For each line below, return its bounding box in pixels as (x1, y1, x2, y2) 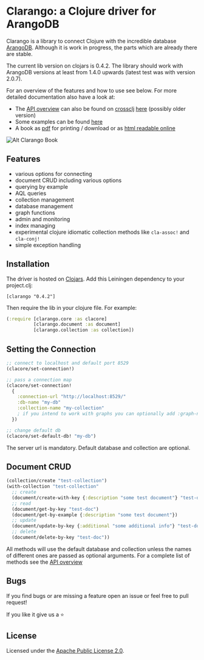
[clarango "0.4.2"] (6, 293, 56, 300)
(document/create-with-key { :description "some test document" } (12, 494, 178, 500)
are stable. (6, 50, 33, 57)
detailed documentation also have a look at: (6, 93, 115, 100)
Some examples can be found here (15, 118, 103, 125)
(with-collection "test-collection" (6, 483, 99, 490)
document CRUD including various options (15, 177, 122, 184)
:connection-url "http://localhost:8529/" (17, 394, 126, 400)
